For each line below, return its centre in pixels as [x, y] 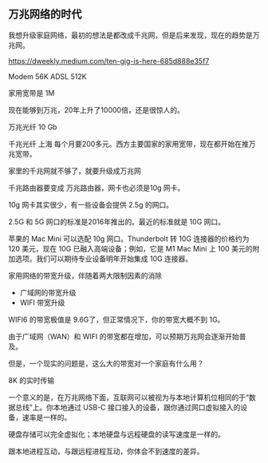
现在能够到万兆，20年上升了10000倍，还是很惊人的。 [97, 109]
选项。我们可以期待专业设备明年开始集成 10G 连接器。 [104, 259]
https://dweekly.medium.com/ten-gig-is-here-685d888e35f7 [109, 61]
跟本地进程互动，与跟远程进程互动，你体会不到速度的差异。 [106, 451]
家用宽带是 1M [32, 93]
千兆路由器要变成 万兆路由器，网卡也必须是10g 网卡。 [97, 188]
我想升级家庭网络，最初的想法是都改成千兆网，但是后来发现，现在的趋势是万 [134, 35]
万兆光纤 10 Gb [33, 127]
